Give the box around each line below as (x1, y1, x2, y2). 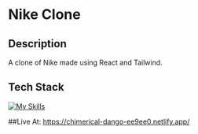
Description (8, 37, 67, 50)
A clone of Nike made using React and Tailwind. (8, 58, 163, 67)
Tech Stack (8, 80, 64, 94)
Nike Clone (8, 6, 81, 24)
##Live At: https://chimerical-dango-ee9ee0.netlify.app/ (8, 117, 190, 126)
